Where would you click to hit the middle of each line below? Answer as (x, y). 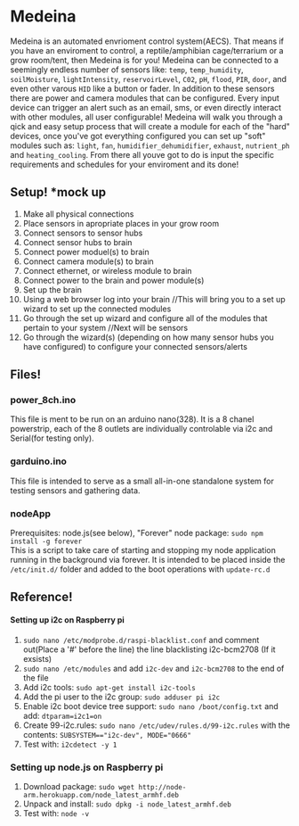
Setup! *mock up (58, 192)
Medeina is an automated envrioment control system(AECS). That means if (147, 41)
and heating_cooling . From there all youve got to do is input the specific (142, 154)
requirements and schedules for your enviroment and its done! (125, 164)
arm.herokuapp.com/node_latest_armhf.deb (101, 795)
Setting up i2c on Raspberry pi (68, 620)
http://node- (162, 787)
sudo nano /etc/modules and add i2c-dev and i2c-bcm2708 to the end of (154, 668)
